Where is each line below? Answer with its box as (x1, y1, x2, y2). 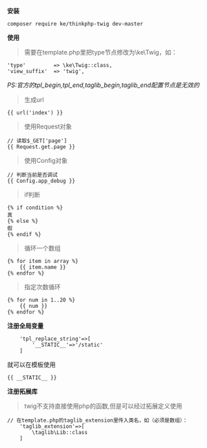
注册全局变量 (7, 322, 43, 330)
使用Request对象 (23, 122, 72, 130)
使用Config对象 (23, 157, 68, 164)
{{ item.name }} (19, 264, 67, 271)
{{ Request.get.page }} (7, 144, 76, 150)
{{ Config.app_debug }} (7, 177, 76, 184)
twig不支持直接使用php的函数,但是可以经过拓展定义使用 (23, 402, 183, 410)
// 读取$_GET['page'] (7, 137, 68, 144)
